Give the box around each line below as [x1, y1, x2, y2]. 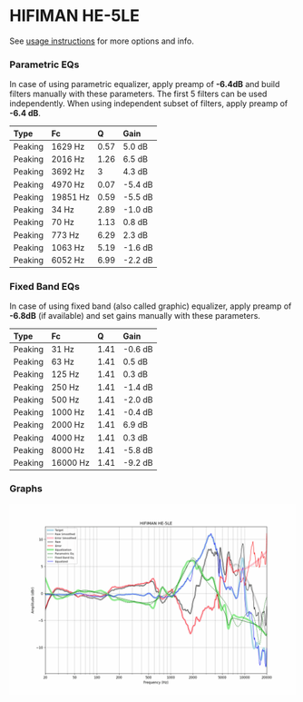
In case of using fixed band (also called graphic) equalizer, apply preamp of [9, 301, 292, 311]
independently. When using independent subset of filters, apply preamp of [9, 98, 288, 109]
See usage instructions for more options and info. [9, 35, 195, 46]
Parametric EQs [9, 58, 80, 71]
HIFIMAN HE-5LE [9, 5, 141, 26]
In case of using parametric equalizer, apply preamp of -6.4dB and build [9, 79, 280, 90]
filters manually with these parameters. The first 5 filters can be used [9, 88, 268, 100]
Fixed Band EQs [9, 280, 80, 292]
